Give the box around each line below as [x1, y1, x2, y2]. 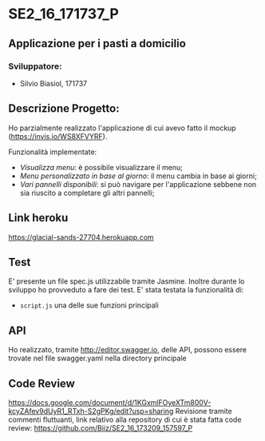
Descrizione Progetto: [8, 101, 120, 116]
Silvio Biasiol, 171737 [19, 78, 88, 88]
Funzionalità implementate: [8, 147, 97, 157]
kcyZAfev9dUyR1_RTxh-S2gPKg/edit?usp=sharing [8, 406, 174, 415]
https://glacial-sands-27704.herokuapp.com [8, 232, 154, 242]
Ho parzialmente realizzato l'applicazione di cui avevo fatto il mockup [8, 123, 237, 133]
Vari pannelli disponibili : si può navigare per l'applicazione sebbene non [19, 179, 257, 189]
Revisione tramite [175, 406, 233, 415]
